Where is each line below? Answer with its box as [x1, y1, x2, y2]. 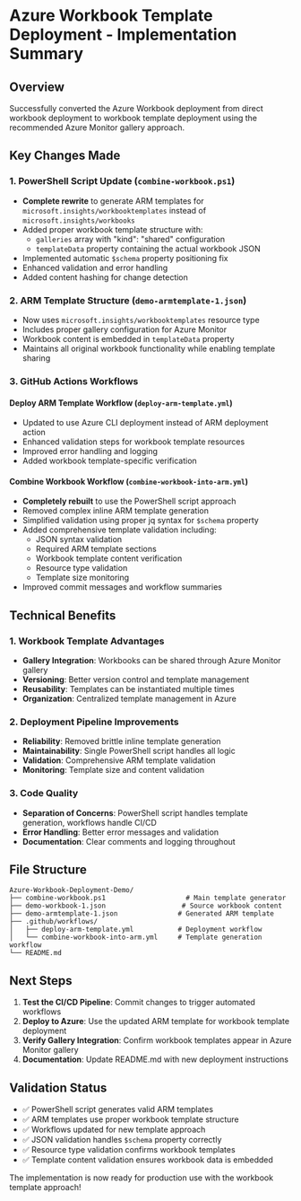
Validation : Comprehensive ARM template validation [21, 755, 217, 766]
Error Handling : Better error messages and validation [21, 827, 219, 837]
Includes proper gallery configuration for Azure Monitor [21, 324, 227, 335]
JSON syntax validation [35, 534, 123, 545]
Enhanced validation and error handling [21, 262, 168, 273]
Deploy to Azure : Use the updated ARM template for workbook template [21, 1016, 289, 1027]
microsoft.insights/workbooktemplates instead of [21, 205, 207, 215]
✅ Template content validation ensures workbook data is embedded [21, 1154, 273, 1165]
